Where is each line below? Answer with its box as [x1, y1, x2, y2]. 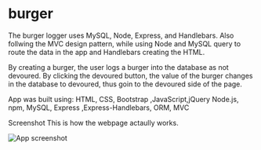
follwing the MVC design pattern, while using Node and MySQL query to [8, 38, 241, 48]
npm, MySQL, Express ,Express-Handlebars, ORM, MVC [8, 103, 190, 112]
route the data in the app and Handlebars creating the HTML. [8, 47, 205, 57]
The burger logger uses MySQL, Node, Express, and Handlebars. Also [8, 31, 234, 40]
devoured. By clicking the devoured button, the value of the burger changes [8, 71, 253, 80]
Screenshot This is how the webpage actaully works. [8, 118, 179, 127]
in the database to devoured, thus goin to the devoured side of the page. [8, 79, 243, 89]
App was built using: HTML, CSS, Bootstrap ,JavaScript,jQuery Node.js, [8, 94, 239, 104]
